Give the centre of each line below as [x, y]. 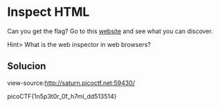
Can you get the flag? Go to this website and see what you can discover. [110, 31]
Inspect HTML [48, 12]
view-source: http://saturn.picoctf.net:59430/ [71, 83]
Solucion [27, 66]
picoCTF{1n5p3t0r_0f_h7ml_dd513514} [62, 96]
